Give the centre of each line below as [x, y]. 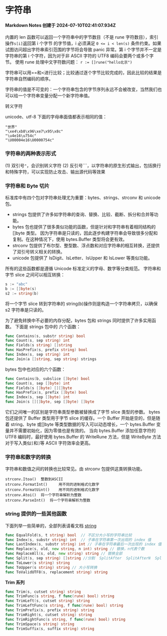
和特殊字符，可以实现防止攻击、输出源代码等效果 [55, 172]
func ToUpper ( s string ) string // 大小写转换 [51, 567]
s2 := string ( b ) [22, 293]
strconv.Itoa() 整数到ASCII [34, 479]
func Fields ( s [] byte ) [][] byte [39, 388]
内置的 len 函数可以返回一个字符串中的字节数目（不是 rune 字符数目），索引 [82, 37]
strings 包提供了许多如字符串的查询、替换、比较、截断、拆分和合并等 [83, 214]
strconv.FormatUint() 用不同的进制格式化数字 [52, 490]
